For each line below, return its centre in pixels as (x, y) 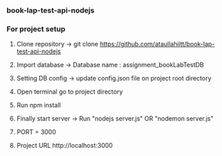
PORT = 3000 (36, 132)
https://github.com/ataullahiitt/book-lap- (157, 44)
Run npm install (39, 105)
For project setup (36, 28)
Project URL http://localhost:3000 (65, 146)
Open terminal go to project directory (69, 92)
